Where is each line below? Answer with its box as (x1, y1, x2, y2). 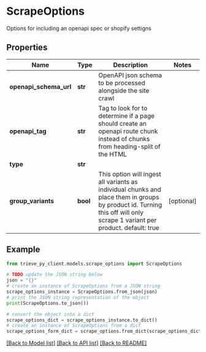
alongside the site (98, 86, 150, 94)
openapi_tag (9, 127, 47, 136)
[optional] (168, 196, 197, 205)
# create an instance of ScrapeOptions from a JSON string (6, 283, 161, 289)
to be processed (98, 78, 146, 87)
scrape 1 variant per (98, 216, 157, 224)
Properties (6, 42, 48, 53)
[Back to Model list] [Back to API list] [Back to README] (6, 339, 147, 347)
